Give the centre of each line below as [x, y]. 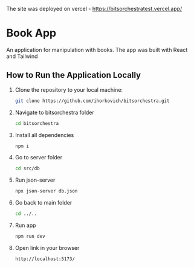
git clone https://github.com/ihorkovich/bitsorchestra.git [92, 101]
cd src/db [27, 168]
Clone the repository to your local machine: [69, 89]
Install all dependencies [44, 135]
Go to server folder [38, 158]
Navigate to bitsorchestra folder [55, 112]
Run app [25, 225]
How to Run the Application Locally [73, 75]
